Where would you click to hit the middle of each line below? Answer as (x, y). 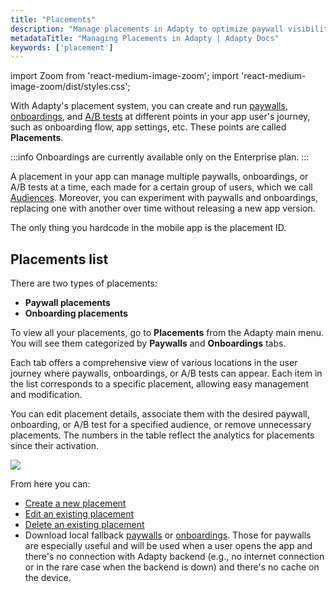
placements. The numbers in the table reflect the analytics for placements (162, 435)
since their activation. (54, 446)
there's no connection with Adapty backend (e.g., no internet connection (174, 557)
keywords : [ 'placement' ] (62, 47)
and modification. (46, 395)
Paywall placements (67, 303)
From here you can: (50, 484)
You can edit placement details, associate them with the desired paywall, (160, 414)
